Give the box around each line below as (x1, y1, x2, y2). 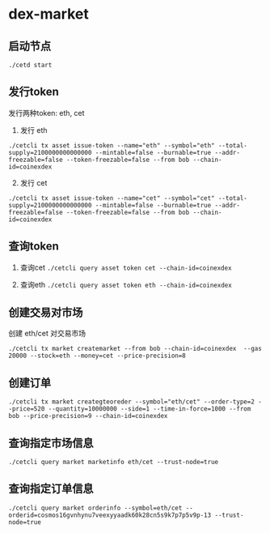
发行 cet (19, 177, 48, 187)
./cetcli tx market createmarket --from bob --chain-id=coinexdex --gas (8, 345, 263, 353)
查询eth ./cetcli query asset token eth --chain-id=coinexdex (19, 279, 232, 289)
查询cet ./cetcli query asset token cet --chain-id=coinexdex (19, 262, 232, 272)
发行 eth (19, 125, 48, 134)
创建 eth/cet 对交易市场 (8, 329, 86, 339)
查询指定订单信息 (8, 482, 94, 496)
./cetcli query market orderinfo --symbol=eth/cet (8, 504, 183, 512)
